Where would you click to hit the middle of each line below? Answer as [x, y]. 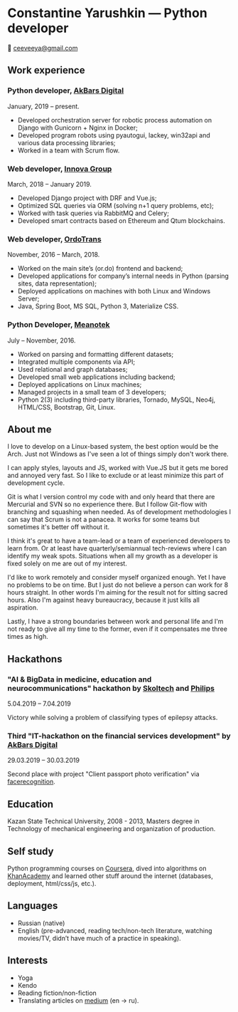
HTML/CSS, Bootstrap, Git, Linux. [66, 407]
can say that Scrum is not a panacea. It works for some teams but [104, 520]
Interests [28, 960]
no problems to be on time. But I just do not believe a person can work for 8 [118, 585]
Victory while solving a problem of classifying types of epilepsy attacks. [113, 718]
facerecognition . [31, 782]
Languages [33, 906]
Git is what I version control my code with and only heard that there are [111, 497]
